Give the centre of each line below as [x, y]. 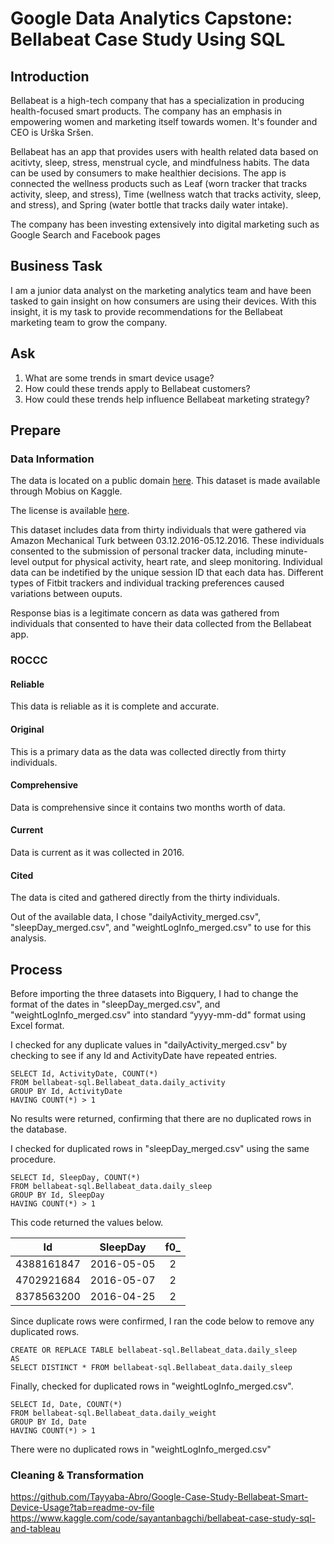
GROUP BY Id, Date [48, 1422]
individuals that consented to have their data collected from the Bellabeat [161, 624]
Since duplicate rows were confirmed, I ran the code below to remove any [162, 1321]
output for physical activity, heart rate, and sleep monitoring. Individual [177, 562]
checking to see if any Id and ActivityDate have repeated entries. [144, 1056]
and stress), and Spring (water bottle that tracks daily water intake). [149, 205]
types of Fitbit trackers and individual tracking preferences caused [147, 583]
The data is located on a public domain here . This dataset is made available [165, 481]
